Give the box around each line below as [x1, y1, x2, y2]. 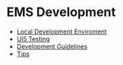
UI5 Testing [16, 34, 50, 43]
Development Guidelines [16, 42, 88, 50]
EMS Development [6, 4, 116, 20]
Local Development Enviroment [16, 27, 108, 36]
